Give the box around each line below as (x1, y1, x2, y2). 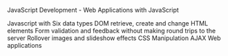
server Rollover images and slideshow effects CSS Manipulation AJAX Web (7, 34, 221, 42)
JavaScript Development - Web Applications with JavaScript (7, 6, 180, 14)
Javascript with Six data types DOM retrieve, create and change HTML (7, 19, 209, 27)
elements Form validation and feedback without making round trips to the (7, 27, 216, 35)
